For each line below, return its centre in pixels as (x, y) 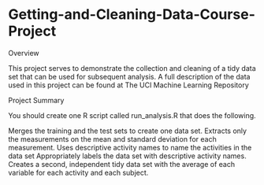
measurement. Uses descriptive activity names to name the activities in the (130, 147)
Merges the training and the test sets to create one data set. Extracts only (127, 131)
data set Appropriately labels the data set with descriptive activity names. (127, 156)
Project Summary (36, 100)
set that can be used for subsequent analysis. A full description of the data (129, 76)
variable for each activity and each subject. (78, 172)
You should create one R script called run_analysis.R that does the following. (132, 115)
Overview (24, 53)
